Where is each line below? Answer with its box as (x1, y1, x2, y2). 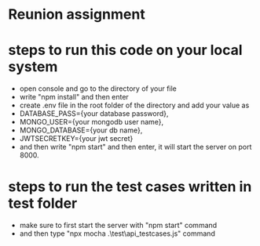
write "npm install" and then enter (19, 92, 130, 102)
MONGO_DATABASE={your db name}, (19, 125, 143, 135)
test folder (8, 194, 78, 212)
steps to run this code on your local (8, 42, 243, 60)
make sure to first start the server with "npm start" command (19, 221, 218, 230)
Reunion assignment (8, 5, 145, 24)
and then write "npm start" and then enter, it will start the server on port (19, 143, 252, 152)
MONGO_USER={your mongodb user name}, (19, 118, 164, 127)
